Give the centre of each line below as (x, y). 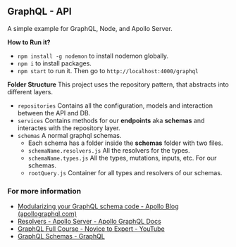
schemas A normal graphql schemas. (69, 135)
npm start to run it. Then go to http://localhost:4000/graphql (108, 70)
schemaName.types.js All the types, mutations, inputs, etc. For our (122, 158)
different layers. (30, 91)
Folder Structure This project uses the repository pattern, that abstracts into (118, 84)
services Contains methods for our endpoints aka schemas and (111, 120)
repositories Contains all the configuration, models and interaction (115, 106)
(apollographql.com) (47, 214)
